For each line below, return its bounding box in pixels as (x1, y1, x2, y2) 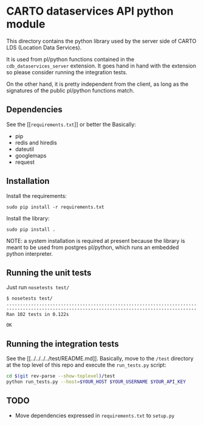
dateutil (15, 145, 35, 153)
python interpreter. (6, 250, 53, 257)
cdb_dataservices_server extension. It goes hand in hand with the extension (6, 62, 196, 69)
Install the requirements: (6, 192, 67, 199)
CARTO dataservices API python (6, 4, 174, 18)
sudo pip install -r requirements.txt (6, 204, 104, 210)
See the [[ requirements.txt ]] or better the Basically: (6, 121, 137, 128)
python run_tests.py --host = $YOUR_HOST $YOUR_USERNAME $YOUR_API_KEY (6, 379, 186, 385)
